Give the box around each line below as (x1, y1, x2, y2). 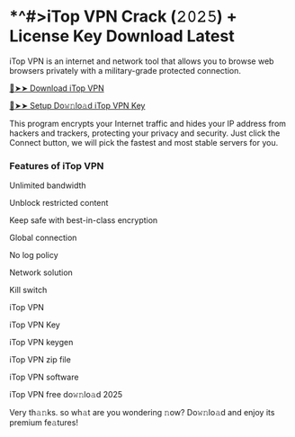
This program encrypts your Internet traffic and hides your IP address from (9, 118, 286, 129)
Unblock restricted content (9, 198, 109, 209)
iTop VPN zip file (9, 354, 72, 365)
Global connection (9, 232, 77, 244)
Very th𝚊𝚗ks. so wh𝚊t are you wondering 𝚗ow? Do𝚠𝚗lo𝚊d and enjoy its (9, 407, 275, 418)
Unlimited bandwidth (9, 180, 87, 191)
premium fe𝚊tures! (9, 417, 79, 428)
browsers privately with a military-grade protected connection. (9, 65, 241, 76)
